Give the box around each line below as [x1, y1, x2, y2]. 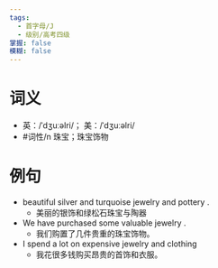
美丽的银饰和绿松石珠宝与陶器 [35, 208, 147, 217]
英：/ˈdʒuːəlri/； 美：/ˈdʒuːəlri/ [22, 120, 135, 131]
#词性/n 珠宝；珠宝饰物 [22, 132, 109, 143]
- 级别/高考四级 [17, 30, 70, 39]
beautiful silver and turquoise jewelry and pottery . [22, 197, 210, 208]
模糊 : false [9, 47, 51, 56]
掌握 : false [9, 38, 51, 48]
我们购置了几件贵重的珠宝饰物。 [35, 228, 155, 239]
